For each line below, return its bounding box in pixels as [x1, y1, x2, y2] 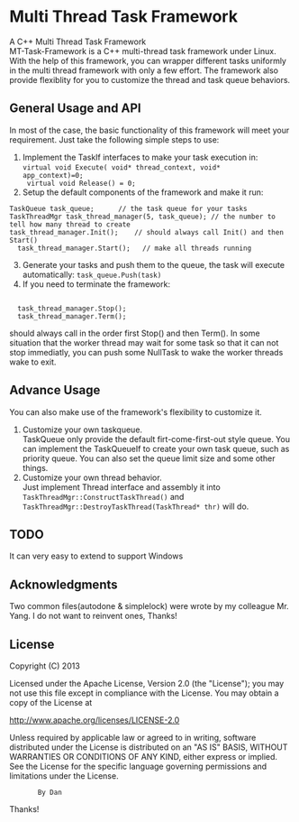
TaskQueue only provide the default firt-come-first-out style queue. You [22, 433, 291, 444]
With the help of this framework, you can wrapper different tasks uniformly [9, 55, 286, 66]
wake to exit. [9, 356, 57, 367]
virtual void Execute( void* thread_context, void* [22, 162, 221, 172]
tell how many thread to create [9, 219, 131, 229]
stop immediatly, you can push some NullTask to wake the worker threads [9, 346, 284, 357]
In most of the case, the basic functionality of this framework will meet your [9, 125, 290, 135]
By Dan [37, 788, 63, 797]
